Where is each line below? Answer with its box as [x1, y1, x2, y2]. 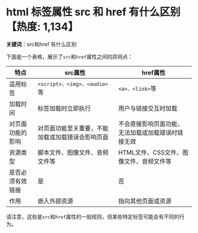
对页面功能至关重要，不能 [37, 124, 109, 132]
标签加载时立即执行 [37, 104, 91, 112]
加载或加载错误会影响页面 [37, 133, 109, 141]
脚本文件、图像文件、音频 [37, 148, 109, 157]
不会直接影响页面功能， [118, 119, 184, 128]
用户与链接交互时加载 [118, 104, 178, 112]
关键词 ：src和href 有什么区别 [6, 41, 77, 48]
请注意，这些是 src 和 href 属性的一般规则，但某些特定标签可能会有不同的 [6, 213, 180, 220]
